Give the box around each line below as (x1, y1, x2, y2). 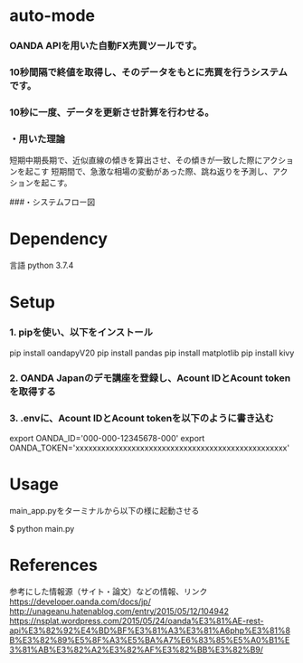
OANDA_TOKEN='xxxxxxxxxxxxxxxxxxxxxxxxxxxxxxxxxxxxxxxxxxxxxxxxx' (9, 442, 290, 453)
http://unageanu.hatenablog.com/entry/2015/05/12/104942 (9, 605, 229, 616)
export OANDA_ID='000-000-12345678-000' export (9, 432, 205, 443)
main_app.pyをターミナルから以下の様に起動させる (9, 505, 200, 516)
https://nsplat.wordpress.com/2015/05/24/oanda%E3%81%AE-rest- (9, 615, 264, 626)
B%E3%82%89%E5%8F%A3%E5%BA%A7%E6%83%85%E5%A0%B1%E (9, 634, 290, 645)
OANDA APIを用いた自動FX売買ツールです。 (9, 40, 203, 52)
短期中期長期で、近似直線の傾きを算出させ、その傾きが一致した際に (9, 155, 263, 166)
